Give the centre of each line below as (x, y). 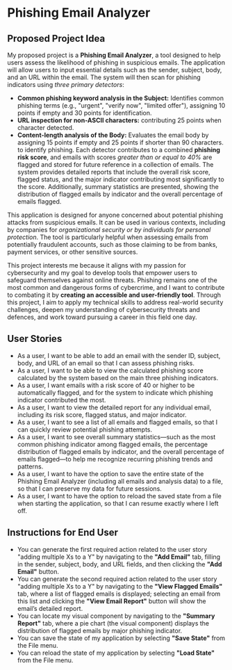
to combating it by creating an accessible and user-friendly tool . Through (114, 295)
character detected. (45, 128)
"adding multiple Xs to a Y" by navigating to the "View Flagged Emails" (120, 586)
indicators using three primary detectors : (66, 84)
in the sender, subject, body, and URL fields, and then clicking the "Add (119, 564)
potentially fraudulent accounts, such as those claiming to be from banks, (112, 244)
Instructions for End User (63, 533)
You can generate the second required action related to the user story (117, 579)
